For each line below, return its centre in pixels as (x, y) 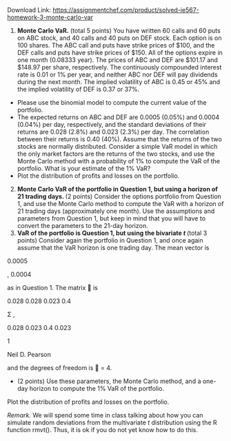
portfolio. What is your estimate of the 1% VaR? (84, 168)
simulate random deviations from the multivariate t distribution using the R (112, 422)
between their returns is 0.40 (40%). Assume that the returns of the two (119, 139)
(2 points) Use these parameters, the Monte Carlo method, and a (109, 381)
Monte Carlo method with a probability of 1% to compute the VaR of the (119, 161)
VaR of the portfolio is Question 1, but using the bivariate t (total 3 (112, 233)
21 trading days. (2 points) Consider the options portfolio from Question (119, 196)
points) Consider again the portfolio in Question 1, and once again (110, 240)
